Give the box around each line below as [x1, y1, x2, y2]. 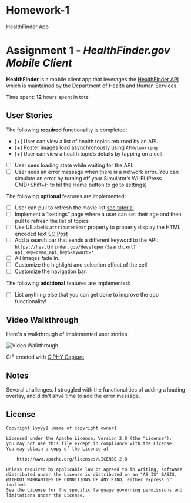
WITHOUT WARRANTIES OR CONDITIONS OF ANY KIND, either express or [6, 476, 172, 482]
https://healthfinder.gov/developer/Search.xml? [14, 244, 136, 251]
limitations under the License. [6, 492, 85, 498]
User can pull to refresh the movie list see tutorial [14, 204, 134, 211]
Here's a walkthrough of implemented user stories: [6, 331, 129, 338]
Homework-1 [6, 4, 70, 17]
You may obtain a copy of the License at [6, 446, 109, 452]
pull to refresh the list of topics [14, 217, 89, 224]
